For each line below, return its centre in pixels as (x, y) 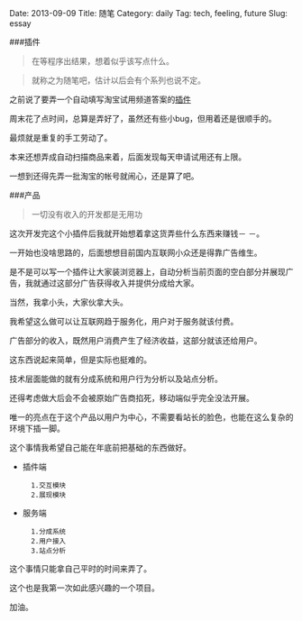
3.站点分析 (49, 551)
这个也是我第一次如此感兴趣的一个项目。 (84, 588)
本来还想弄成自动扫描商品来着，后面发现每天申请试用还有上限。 (128, 157)
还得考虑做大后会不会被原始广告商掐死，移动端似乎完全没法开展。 (132, 398)
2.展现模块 (49, 495)
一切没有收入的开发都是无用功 (87, 214)
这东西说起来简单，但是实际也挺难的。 (80, 360)
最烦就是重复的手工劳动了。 (61, 137)
